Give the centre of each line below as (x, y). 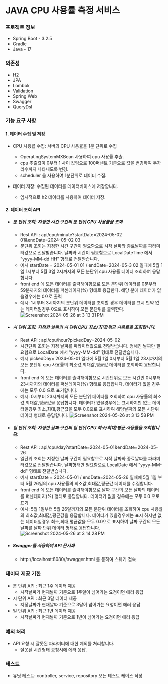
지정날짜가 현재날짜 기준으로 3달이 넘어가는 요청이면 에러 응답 (80, 604)
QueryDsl (22, 107)
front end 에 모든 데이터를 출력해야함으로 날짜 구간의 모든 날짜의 (83, 490)
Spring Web (25, 96)
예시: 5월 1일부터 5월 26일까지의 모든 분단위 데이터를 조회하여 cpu (85, 509)
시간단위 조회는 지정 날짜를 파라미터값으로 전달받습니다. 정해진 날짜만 (88, 346)
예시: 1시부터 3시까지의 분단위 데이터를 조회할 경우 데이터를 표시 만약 (87, 303)
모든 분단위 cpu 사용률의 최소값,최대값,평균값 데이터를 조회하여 (81, 365)
